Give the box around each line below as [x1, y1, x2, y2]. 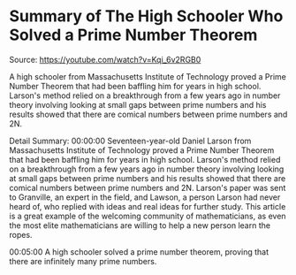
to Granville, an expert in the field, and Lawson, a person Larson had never [9, 192, 281, 202]
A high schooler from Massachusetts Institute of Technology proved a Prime [9, 71, 287, 81]
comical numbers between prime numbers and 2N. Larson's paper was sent [9, 182, 286, 193]
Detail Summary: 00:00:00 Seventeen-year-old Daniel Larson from [9, 135, 252, 146]
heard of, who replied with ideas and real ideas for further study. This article [9, 201, 286, 211]
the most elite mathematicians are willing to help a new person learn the [9, 219, 271, 231]
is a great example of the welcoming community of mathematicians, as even [9, 210, 286, 221]
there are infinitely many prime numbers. [9, 256, 157, 266]
